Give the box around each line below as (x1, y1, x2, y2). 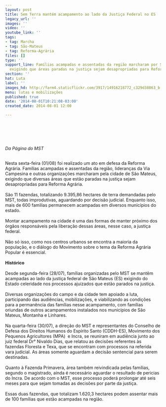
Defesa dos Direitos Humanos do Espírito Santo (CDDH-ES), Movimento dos (5, 328, 160, 333)
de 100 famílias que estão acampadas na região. (5, 396, 104, 402)
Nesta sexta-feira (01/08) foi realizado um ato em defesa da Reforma (5, 160, 145, 166)
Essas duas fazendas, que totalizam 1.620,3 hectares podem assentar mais (5, 391, 158, 397)
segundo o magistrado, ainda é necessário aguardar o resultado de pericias (5, 370, 160, 375)
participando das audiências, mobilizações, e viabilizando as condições (5, 296, 151, 302)
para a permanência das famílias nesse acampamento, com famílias (5, 301, 143, 307)
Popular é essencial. (5, 249, 46, 255)
